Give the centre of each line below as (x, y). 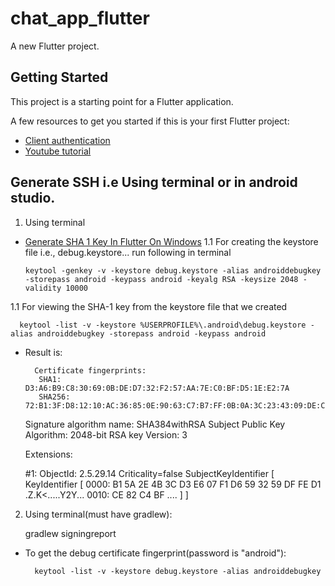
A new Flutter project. (55, 46)
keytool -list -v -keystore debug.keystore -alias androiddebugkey (178, 571)
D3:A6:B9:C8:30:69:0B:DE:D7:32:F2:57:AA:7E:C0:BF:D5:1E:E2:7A (157, 388)
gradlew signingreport (70, 533)
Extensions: (48, 454)
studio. (33, 198)
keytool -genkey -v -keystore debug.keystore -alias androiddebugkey (173, 270)
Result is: (43, 352)
